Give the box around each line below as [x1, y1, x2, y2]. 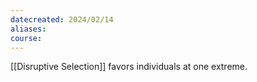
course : [10, 33, 43, 43]
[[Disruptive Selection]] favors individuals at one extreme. [10, 61, 248, 73]
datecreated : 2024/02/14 [10, 14, 114, 25]
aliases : [10, 24, 47, 34]
